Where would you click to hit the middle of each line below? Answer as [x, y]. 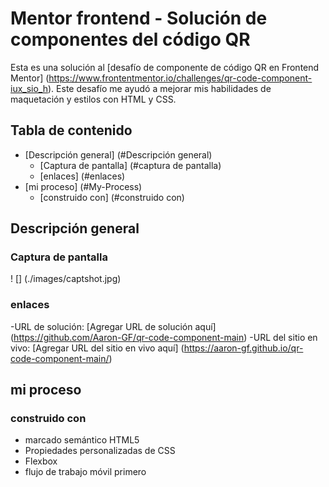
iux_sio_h [29, 88]
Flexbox [41, 461]
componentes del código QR [130, 39]
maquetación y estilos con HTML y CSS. [93, 99]
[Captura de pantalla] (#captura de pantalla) [130, 165]
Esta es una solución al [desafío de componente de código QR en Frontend [165, 67]
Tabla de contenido [71, 130]
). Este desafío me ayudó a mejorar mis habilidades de [160, 88]
